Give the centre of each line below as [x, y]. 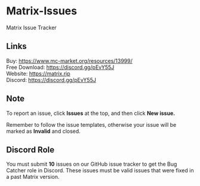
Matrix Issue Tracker [31, 28]
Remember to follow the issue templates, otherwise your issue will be [91, 124]
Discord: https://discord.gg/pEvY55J [51, 80]
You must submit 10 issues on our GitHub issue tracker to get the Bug [92, 164]
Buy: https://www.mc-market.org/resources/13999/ [70, 60]
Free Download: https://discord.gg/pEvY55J [60, 67]
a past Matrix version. [33, 177]
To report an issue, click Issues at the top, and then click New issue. [91, 113]
